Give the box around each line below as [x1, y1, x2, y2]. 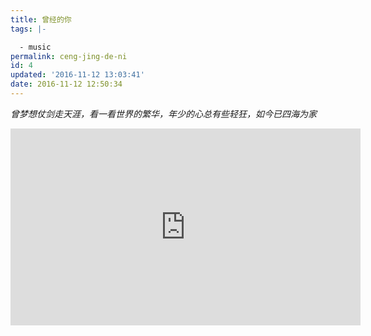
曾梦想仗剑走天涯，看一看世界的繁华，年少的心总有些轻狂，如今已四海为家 [10, 107, 317, 120]
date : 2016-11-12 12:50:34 [10, 79, 123, 90]
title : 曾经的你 [10, 14, 72, 25]
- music [19, 42, 52, 52]
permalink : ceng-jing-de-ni [10, 51, 128, 61]
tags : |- [10, 24, 47, 34]
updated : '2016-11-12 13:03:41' [10, 70, 145, 80]
